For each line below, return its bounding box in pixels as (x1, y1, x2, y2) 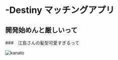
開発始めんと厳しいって (5, 26, 78, 34)
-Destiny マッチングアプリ (5, 4, 114, 16)
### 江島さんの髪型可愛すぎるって (5, 40, 79, 46)
